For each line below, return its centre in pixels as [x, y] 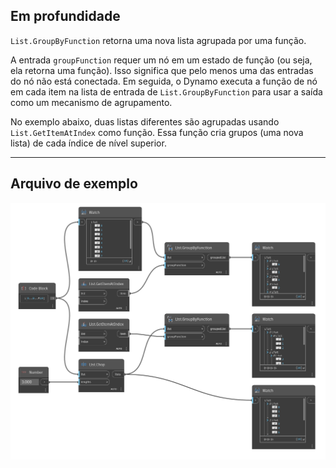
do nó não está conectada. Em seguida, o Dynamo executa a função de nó [164, 81]
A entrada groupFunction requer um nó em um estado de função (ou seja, [161, 60]
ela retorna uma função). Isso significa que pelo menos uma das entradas [162, 70]
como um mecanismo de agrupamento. [91, 102]
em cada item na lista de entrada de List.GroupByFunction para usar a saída [166, 91]
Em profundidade [65, 16]
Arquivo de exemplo [74, 184]
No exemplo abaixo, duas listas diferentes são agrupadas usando [145, 121]
